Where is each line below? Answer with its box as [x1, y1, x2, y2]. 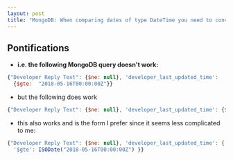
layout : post [7, 10, 45, 17]
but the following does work [17, 93, 98, 101]
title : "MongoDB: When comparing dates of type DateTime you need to [7, 17, 213, 24]
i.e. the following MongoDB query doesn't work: [17, 60, 159, 69]
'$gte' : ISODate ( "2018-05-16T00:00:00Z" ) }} [13, 146, 144, 153]
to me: [17, 126, 36, 134]
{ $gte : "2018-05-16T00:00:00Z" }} [13, 80, 113, 87]
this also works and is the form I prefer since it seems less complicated [17, 118, 221, 127]
